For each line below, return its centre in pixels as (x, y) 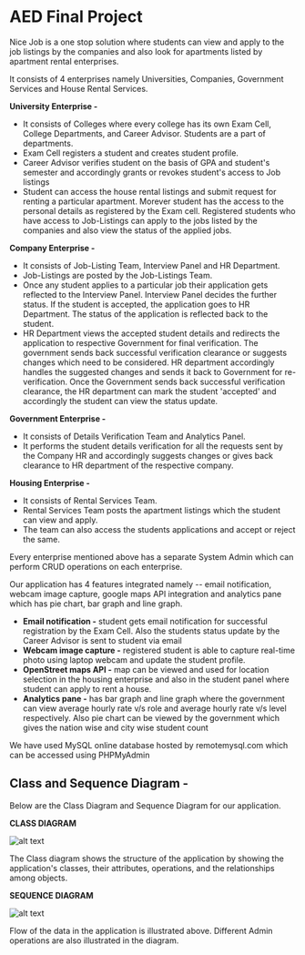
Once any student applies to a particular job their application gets (145, 285)
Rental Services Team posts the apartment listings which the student (151, 510)
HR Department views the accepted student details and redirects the (151, 333)
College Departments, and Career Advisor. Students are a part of (144, 133)
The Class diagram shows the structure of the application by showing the (147, 858)
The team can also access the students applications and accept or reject (159, 529)
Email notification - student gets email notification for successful (145, 621)
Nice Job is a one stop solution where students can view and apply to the (147, 42)
